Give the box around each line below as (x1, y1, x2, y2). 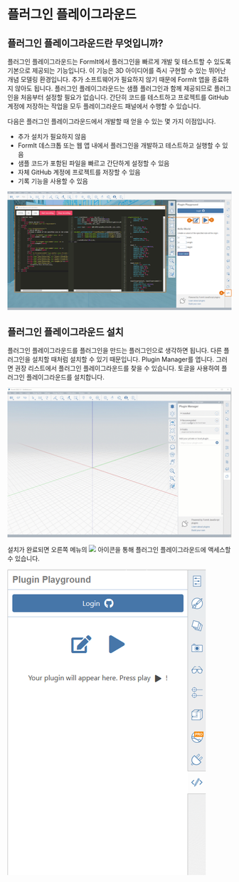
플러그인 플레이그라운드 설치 (7, 326, 124, 338)
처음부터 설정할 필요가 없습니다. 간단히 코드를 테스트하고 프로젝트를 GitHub (20, 93, 229, 101)
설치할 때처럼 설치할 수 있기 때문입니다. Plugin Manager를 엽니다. (31, 355, 215, 364)
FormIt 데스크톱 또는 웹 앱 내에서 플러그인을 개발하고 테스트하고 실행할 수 (17, 141, 221, 150)
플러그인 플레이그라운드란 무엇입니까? (7, 37, 164, 49)
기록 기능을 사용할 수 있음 (17, 177, 89, 185)
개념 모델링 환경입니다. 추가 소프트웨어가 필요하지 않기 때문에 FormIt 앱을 (7, 76, 211, 83)
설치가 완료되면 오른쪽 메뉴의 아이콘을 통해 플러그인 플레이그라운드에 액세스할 (7, 545, 231, 553)
